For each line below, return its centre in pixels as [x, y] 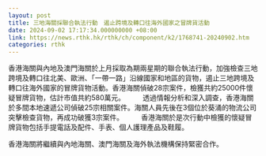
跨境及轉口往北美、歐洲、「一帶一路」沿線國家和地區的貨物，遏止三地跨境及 [131, 78]
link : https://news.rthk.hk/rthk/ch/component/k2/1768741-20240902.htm [129, 37]
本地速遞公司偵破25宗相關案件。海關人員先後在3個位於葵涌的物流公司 [143, 108]
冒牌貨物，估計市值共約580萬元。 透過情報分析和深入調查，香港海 [131, 98]
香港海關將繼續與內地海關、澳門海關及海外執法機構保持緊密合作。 [116, 144]
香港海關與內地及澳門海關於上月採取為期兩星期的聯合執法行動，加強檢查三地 [133, 69]
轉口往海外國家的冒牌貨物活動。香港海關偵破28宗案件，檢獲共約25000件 [127, 88]
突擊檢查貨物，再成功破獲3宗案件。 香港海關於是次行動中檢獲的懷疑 [127, 117]
